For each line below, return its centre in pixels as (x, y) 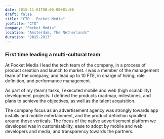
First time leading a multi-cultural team (53, 54)
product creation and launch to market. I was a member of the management (82, 70)
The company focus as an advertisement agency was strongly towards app (82, 110)
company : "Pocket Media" (31, 28)
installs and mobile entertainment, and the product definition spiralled (76, 116)
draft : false (19, 14)
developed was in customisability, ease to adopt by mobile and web (74, 126)
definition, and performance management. (48, 81)
